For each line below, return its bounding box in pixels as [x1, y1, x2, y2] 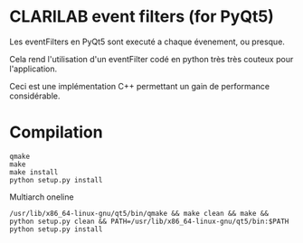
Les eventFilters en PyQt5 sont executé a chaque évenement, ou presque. [9, 36, 285, 47]
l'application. [9, 63, 58, 74]
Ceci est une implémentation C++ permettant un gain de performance [9, 80, 270, 91]
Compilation [9, 122, 103, 143]
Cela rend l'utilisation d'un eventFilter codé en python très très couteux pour [9, 53, 294, 64]
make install [9, 167, 59, 177]
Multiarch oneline [9, 192, 74, 202]
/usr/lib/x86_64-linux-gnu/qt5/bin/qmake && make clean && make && [9, 209, 270, 218]
